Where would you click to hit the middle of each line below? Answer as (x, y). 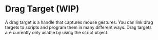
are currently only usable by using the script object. (57, 32)
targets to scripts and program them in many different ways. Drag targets (79, 27)
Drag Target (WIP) (42, 9)
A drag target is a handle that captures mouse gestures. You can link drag (79, 22)
